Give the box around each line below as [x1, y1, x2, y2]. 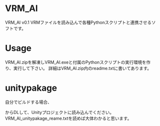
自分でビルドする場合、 [5, 99, 52, 105]
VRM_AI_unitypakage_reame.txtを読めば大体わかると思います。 [5, 115, 132, 121]
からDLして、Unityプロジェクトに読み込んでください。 [5, 109, 114, 115]
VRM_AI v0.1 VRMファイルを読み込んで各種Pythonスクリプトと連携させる [5, 19, 152, 25]
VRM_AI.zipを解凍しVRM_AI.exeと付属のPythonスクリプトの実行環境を [5, 59, 146, 65]
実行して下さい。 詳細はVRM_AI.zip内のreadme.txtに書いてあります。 [13, 65, 152, 71]
